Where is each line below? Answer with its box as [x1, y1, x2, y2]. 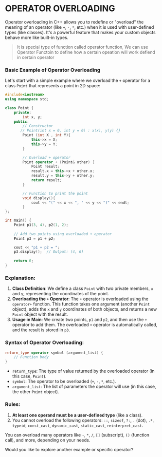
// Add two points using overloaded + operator [14, 231, 112, 236]
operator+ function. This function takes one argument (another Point [12, 301, 150, 307]
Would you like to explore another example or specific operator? [5, 446, 134, 452]
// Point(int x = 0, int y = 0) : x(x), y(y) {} [20, 128, 121, 133]
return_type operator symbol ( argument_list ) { [5, 350, 104, 355]
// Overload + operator [22, 155, 71, 160]
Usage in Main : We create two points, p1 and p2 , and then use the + [12, 317, 147, 323]
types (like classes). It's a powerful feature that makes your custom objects [5, 29, 156, 35]
